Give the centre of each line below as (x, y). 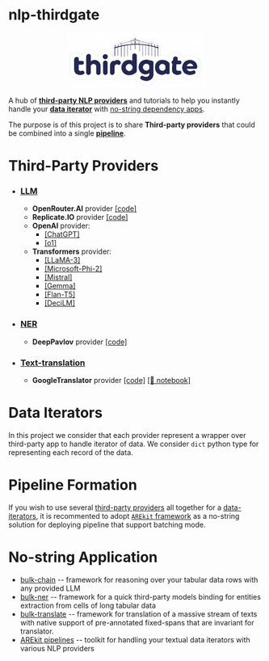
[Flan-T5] (60, 295)
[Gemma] (60, 286)
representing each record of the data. (71, 452)
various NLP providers (57, 648)
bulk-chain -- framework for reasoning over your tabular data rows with (139, 579)
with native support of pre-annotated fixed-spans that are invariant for (137, 622)
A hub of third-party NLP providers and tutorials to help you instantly (124, 100)
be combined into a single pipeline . (67, 133)
